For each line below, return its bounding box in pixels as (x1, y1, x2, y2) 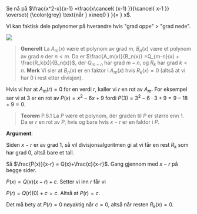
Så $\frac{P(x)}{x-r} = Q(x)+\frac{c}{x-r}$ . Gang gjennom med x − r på (6, 160, 178, 167)
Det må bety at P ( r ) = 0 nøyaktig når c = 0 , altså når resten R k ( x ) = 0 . (6, 200, 174, 209)
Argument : (6, 130, 34, 137)
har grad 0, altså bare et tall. (6, 149, 75, 156)
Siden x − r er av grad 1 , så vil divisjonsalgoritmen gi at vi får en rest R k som (6, 141, 189, 150)
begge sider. (6, 166, 36, 173)
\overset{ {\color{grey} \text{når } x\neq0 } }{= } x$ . (6, 11, 132, 18)
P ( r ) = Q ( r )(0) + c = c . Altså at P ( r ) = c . (6, 189, 101, 196)
